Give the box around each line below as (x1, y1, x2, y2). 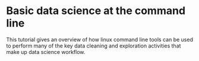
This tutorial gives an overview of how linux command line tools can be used (6, 36, 193, 43)
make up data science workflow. (6, 48, 86, 55)
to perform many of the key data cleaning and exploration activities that (6, 42, 181, 49)
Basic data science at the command (6, 4, 186, 18)
